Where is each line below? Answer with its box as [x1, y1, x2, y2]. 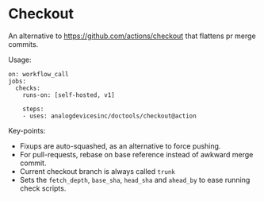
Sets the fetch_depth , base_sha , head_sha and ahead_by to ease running [19, 175, 251, 184]
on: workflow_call [8, 70, 69, 78]
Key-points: [8, 126, 46, 135]
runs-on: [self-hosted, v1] [22, 91, 115, 99]
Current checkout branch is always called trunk [19, 166, 176, 176]
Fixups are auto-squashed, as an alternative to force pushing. [19, 141, 221, 151]
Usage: [8, 55, 32, 64]
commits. [8, 39, 39, 48]
